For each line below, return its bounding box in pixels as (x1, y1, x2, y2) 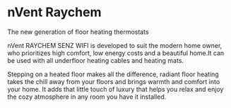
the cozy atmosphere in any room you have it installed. (7, 92, 167, 101)
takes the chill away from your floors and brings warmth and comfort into (7, 77, 220, 85)
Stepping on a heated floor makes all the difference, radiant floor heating (7, 70, 219, 78)
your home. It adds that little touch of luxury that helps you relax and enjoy (7, 85, 224, 93)
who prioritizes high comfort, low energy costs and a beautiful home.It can (7, 49, 225, 57)
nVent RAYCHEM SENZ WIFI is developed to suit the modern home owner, (7, 41, 223, 49)
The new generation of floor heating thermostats (7, 28, 150, 36)
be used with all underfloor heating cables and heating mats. (7, 56, 184, 64)
